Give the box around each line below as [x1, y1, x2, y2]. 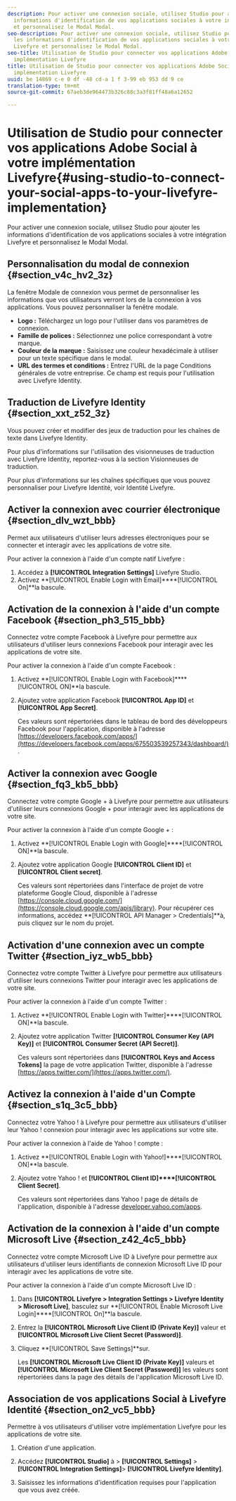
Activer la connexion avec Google [7, 767, 158, 779]
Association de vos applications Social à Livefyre [7, 1393, 227, 1405]
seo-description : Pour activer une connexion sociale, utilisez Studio [7, 30, 221, 37]
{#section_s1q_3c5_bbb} [7, 1099, 118, 1111]
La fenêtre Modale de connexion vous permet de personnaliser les [7, 287, 199, 296]
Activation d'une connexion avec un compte [7, 939, 205, 951]
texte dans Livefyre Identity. [7, 434, 88, 442]
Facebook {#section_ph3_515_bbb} [7, 614, 166, 626]
